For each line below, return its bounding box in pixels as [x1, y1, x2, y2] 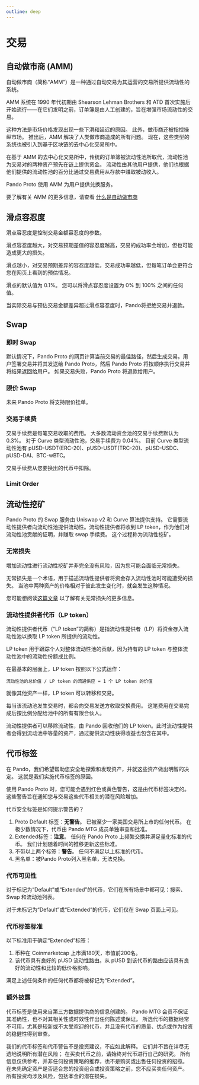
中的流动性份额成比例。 [21, 653, 79, 660]
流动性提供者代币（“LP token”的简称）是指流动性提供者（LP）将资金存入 [6, 625, 184, 632]
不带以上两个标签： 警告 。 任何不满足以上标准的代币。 [14, 848, 146, 855]
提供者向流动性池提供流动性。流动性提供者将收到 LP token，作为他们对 [16, 523, 190, 531]
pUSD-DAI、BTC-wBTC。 [6, 451, 69, 459]
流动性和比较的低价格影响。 [25, 965, 93, 972]
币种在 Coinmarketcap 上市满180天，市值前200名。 [14, 950, 141, 957]
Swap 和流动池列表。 [6, 893, 58, 901]
